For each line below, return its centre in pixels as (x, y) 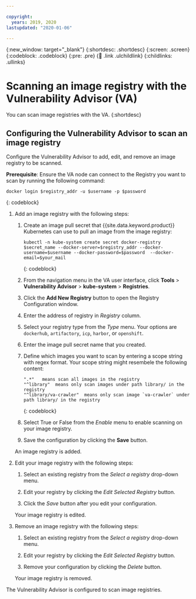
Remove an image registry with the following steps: (77, 526)
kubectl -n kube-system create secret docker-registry (92, 242)
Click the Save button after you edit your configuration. (90, 503)
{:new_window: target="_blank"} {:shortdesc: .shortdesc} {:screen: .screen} (98, 50)
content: (34, 368)
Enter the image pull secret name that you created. (85, 345)
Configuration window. (51, 304)
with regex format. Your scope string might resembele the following (105, 363)
